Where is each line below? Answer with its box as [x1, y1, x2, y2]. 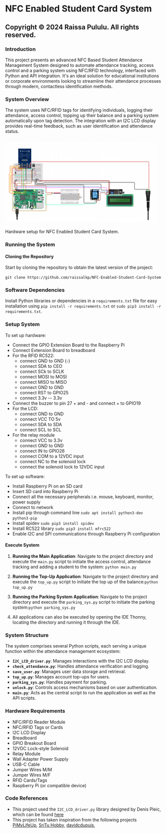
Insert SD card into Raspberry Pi [12, 488, 79, 494]
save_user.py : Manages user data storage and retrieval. [12, 668, 126, 674]
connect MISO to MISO [19, 379, 67, 385]
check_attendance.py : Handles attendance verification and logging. [12, 664, 150, 669]
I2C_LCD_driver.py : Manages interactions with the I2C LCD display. [12, 658, 150, 664]
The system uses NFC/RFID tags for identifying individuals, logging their [5, 107, 153, 113]
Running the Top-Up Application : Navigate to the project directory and [12, 573, 159, 579]
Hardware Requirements [5, 707, 66, 714]
